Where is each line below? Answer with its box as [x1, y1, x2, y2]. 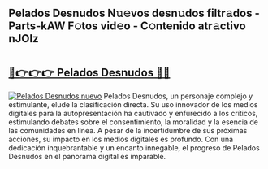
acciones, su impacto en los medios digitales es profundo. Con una [8, 134, 234, 144]
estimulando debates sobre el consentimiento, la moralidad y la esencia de [8, 117, 258, 127]
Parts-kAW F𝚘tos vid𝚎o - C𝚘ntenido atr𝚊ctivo [8, 19, 246, 33]
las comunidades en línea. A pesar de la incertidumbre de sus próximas [8, 126, 248, 135]
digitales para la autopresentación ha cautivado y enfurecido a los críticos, [8, 109, 258, 118]
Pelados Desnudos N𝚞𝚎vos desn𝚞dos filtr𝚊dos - [8, 6, 260, 20]
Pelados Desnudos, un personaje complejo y [103, 91, 253, 101]
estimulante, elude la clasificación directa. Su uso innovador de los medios [8, 100, 258, 109]
